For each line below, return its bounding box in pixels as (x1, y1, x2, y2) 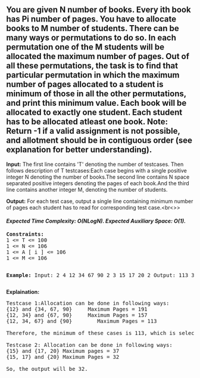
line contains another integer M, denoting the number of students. (6, 186, 168, 193)
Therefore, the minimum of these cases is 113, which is (6, 330, 176, 337)
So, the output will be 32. (6, 365, 88, 373)
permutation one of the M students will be (6, 42, 165, 53)
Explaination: (6, 288, 40, 296)
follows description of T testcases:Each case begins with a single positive (6, 167, 187, 174)
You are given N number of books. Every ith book (6, 5, 192, 15)
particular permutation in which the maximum (6, 70, 180, 80)
